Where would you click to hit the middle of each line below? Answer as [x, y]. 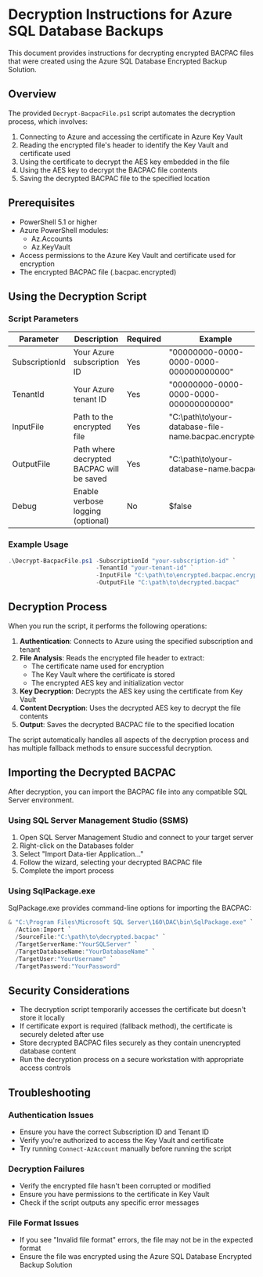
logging [87, 511]
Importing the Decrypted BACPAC [92, 773]
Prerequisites [41, 203]
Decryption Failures [46, 1169]
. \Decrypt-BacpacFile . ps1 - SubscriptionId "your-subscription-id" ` [122, 561]
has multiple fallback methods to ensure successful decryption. [110, 748]
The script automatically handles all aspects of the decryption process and [128, 740]
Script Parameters [43, 318]
